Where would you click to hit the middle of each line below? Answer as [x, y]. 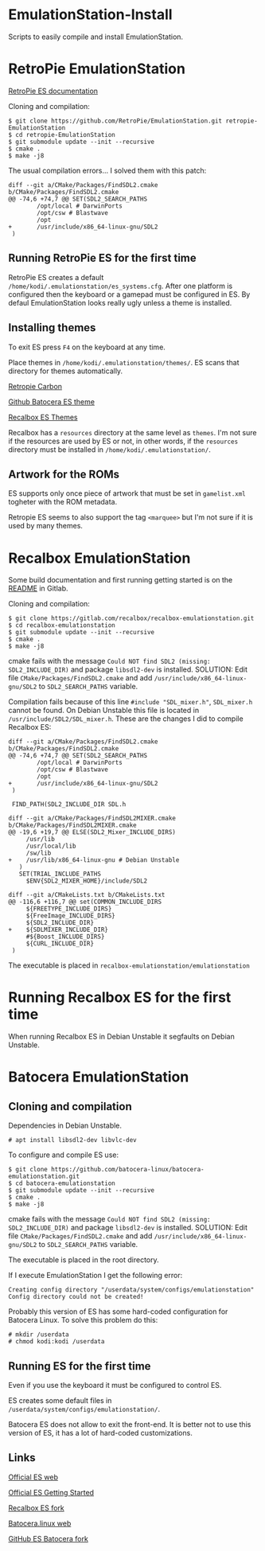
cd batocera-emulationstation [65, 1183]
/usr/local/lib [51, 846]
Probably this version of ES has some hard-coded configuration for [118, 1311]
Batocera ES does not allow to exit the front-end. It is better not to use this [130, 1424]
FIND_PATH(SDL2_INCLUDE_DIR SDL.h [69, 805]
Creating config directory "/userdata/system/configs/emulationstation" [131, 1290]
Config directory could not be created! [76, 1297]
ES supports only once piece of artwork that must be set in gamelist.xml [127, 493]
